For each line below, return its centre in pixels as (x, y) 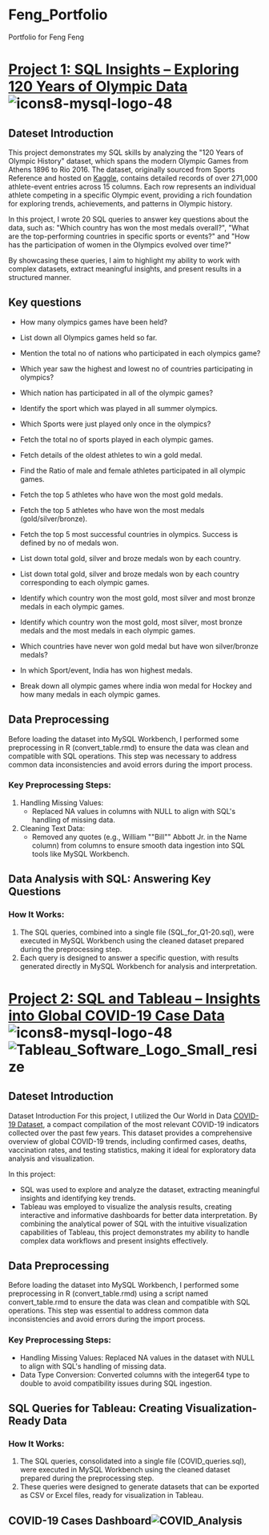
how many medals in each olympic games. (90, 694)
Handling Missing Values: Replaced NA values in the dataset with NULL (137, 1358)
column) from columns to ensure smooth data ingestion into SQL (139, 845)
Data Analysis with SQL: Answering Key (110, 879)
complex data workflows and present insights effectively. (114, 1240)
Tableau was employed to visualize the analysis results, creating (126, 1207)
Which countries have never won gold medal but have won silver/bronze (139, 646)
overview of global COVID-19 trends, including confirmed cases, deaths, (128, 1141)
